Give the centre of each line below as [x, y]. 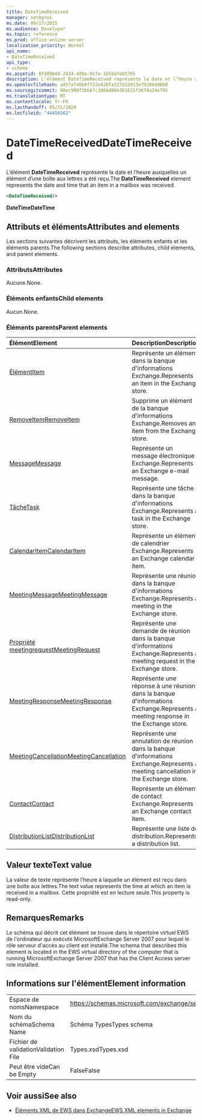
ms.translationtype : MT [36, 96]
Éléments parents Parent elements [57, 327]
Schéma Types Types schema [112, 1025]
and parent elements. [32, 254]
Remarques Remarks [45, 918]
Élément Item [27, 372]
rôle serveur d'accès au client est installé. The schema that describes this [97, 945]
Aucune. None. [24, 283]
